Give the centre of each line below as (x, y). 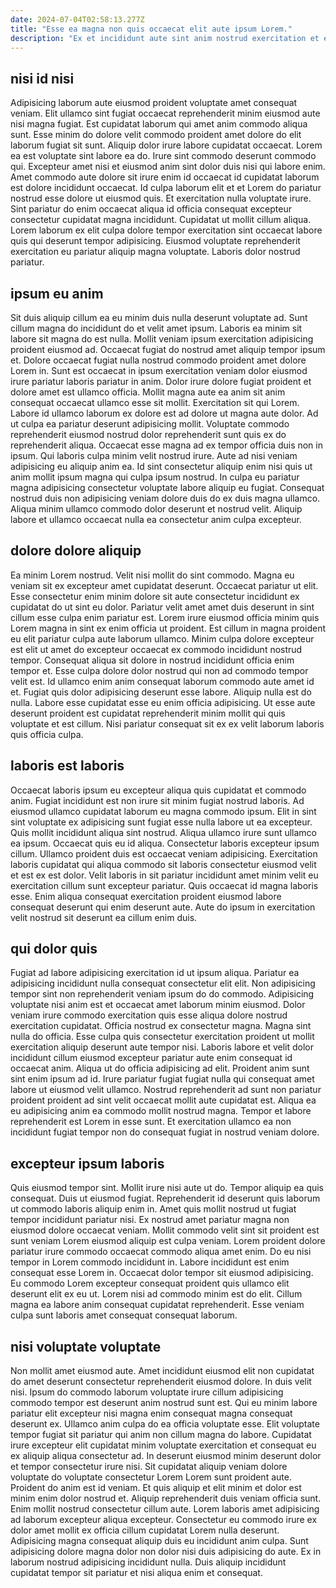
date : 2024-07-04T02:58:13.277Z (77, 19)
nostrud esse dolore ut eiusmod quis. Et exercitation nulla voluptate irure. (161, 198)
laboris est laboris (67, 766)
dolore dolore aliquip (76, 551)
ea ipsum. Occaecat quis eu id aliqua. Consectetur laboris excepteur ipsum (165, 843)
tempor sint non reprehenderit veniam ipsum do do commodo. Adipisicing (162, 994)
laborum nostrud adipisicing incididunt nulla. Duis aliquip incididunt (148, 1562)
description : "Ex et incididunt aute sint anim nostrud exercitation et (165, 38)
